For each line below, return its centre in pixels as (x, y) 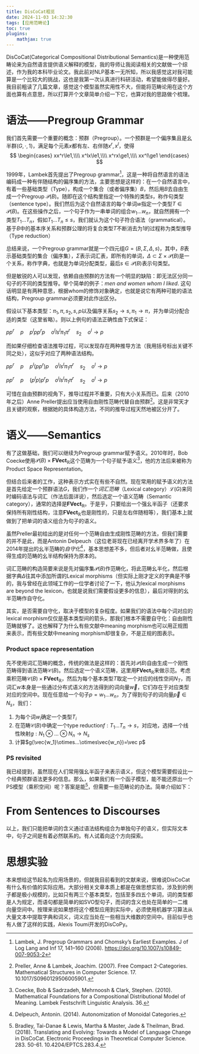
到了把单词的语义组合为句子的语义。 (55, 520)
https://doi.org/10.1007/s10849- (143, 948)
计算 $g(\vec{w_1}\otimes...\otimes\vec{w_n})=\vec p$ (80, 742)
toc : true (18, 28)
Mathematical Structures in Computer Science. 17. (76, 972)
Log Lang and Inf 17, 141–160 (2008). (59, 948)
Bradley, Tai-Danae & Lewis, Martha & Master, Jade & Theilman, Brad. (99, 1026)
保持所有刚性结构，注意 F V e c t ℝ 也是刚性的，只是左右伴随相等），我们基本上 (97, 513)
